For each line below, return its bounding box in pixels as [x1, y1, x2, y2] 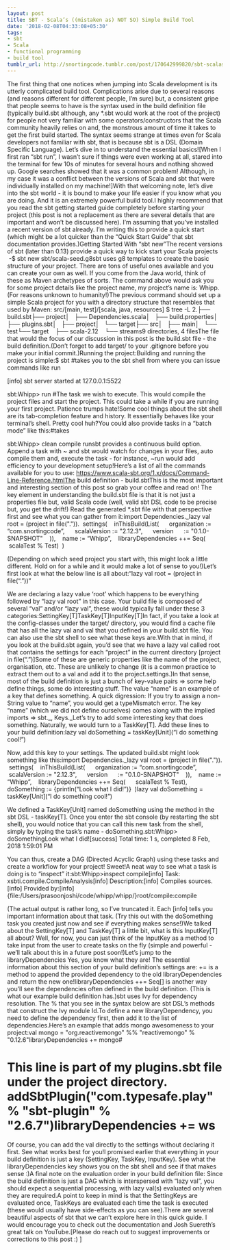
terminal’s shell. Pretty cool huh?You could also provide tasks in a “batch [7, 419, 212, 427]
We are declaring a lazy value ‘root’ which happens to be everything [7, 589, 199, 598]
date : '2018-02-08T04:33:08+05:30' [7, 23, 109, 29]
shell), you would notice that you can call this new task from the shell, [7, 819, 203, 828]
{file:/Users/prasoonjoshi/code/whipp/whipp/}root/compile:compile [7, 891, 197, 900]
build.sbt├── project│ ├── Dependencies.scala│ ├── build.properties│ [7, 312, 218, 320]
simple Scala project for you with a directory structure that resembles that [7, 298, 216, 306]
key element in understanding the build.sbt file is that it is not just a [7, 490, 196, 498]
